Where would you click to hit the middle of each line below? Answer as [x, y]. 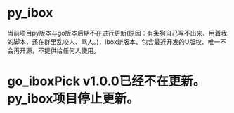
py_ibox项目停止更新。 [73, 99]
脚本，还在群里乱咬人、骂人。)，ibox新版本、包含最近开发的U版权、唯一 [117, 42]
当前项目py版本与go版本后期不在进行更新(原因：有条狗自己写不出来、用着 [114, 33]
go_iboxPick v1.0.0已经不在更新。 [106, 81]
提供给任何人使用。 [72, 50]
